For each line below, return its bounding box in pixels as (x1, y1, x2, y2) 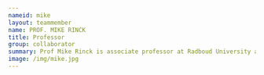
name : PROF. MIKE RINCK (8, 26, 86, 34)
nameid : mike (8, 11, 51, 20)
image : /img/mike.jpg (8, 55, 79, 63)
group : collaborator (8, 41, 76, 48)
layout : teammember (8, 19, 72, 27)
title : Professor (8, 33, 65, 41)
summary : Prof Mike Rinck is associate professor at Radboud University (8, 48, 251, 55)
